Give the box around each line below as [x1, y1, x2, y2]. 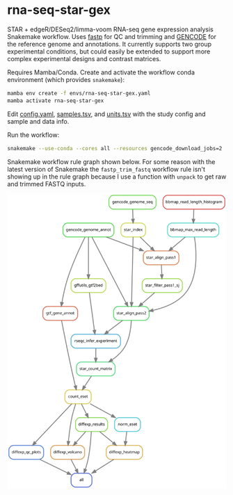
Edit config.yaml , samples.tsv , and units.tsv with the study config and [7, 110, 207, 118]
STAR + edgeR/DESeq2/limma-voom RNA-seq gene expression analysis [7, 25, 214, 33]
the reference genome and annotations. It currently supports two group [7, 40, 212, 48]
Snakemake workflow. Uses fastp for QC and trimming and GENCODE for [7, 32, 217, 40]
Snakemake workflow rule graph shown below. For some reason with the [7, 157, 216, 165]
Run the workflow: [7, 131, 60, 139]
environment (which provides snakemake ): [7, 75, 125, 83]
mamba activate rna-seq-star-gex [7, 97, 104, 104]
